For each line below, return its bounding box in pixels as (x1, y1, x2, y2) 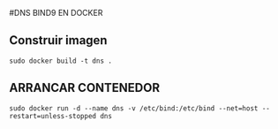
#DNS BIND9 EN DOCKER (9, 8, 103, 18)
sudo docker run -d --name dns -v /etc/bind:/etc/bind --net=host (9, 103, 259, 113)
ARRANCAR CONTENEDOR (9, 80, 161, 95)
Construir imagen (9, 33, 108, 48)
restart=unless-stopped (9, 111, 97, 120)
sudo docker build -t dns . (9, 57, 113, 65)
